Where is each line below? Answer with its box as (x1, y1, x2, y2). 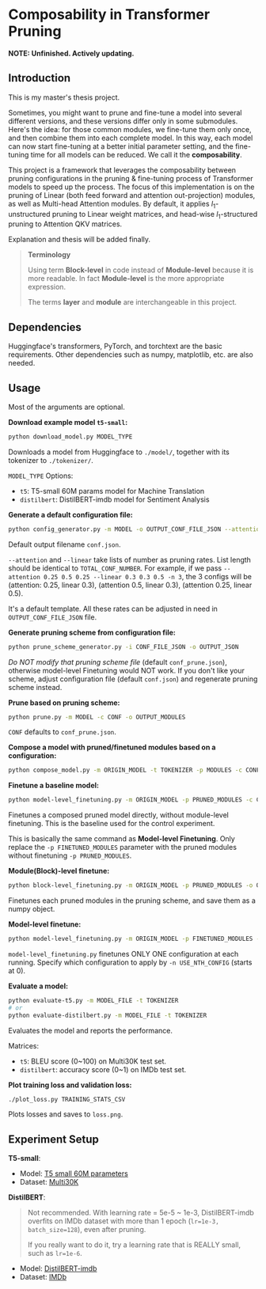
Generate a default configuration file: (8, 510, 133, 519)
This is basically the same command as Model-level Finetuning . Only (8, 834, 235, 844)
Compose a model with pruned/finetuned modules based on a (8, 742, 216, 753)
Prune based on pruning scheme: (8, 698, 120, 707)
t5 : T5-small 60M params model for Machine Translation (19, 486, 205, 495)
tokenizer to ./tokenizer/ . (8, 455, 93, 464)
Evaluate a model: (8, 981, 69, 991)
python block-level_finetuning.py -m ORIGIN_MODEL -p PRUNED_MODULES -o (8, 881, 253, 889)
